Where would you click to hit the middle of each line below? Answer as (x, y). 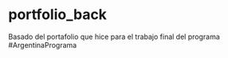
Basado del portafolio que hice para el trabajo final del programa (114, 37)
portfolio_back (58, 15)
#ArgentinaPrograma (43, 44)
